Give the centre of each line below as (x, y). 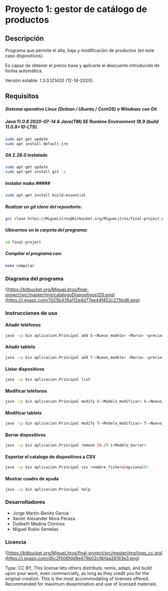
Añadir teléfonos (23, 325)
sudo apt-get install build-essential (45, 195)
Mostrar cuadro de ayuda (32, 478)
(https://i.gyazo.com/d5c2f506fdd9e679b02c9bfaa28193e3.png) (72, 558)
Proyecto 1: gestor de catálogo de (76, 9)
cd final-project (23, 242)
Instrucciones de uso (31, 313)
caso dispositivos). (24, 56)
